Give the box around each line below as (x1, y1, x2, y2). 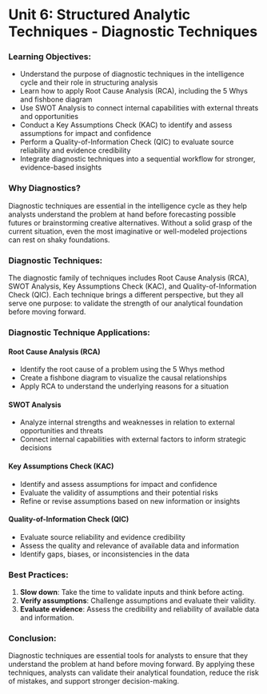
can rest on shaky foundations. (8, 234, 110, 245)
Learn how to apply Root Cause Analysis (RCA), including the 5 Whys (19, 86, 248, 96)
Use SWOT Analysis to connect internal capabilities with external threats (19, 103, 259, 113)
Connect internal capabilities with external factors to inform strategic (19, 434, 246, 445)
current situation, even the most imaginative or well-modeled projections (8, 226, 248, 236)
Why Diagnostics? (8, 182, 82, 193)
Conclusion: (8, 633, 57, 644)
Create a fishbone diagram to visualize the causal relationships (19, 373, 227, 383)
